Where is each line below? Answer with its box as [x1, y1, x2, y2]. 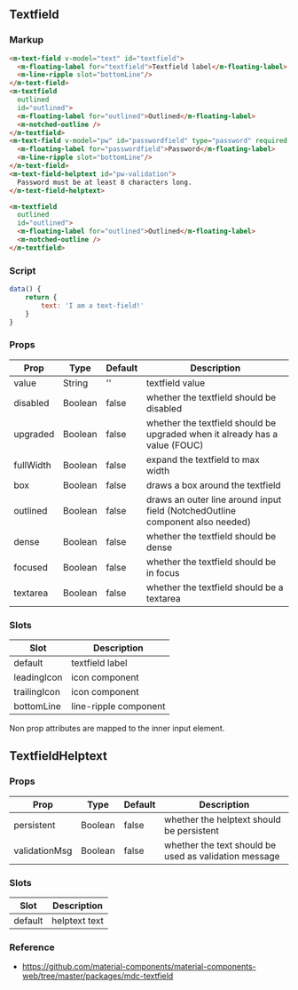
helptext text [51, 914, 105, 927]
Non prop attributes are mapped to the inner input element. [9, 723, 225, 734]
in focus [145, 566, 180, 579]
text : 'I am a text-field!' [41, 301, 145, 310]
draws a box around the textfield [145, 479, 281, 491]
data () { [9, 284, 42, 294]
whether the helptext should [163, 813, 281, 826]
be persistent [163, 824, 220, 836]
